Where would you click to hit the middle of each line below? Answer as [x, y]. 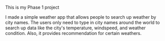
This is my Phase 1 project [32, 7]
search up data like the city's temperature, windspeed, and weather [75, 28]
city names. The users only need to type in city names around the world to [82, 23]
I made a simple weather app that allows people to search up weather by [81, 17]
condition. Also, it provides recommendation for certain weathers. [73, 33]
